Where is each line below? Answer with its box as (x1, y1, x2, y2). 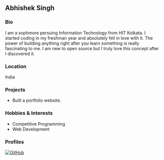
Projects (5, 86, 25, 93)
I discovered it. (5, 51, 35, 56)
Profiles (5, 138, 24, 145)
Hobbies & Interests (5, 110, 53, 117)
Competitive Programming (12, 121, 65, 127)
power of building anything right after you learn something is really (5, 40, 140, 46)
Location (5, 63, 27, 70)
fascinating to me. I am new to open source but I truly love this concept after (5, 45, 159, 51)
